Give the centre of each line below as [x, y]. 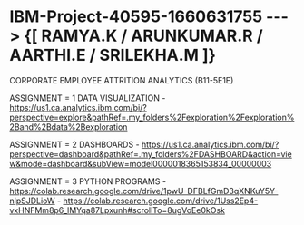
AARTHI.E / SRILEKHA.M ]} [113, 55]
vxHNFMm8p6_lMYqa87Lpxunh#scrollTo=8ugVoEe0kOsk [117, 210]
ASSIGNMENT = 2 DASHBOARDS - [74, 144]
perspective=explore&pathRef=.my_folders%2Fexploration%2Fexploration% [152, 117]
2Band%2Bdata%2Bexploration [69, 127]
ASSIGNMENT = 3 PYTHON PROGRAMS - [88, 181]
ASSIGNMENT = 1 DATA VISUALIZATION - [88, 98]
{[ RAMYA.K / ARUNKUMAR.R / [143, 36]
